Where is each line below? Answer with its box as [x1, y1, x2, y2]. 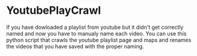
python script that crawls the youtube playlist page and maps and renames [6, 36, 192, 43]
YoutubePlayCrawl [6, 4, 101, 17]
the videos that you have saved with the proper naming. [6, 43, 144, 50]
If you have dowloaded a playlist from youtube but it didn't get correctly [6, 23, 184, 31]
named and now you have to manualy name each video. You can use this [6, 30, 187, 37]
